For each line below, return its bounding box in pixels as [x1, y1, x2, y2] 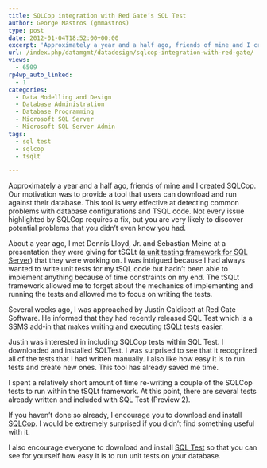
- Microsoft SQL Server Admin [15, 123, 115, 131]
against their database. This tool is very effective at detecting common [8, 198, 240, 208]
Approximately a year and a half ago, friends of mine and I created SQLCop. [8, 181, 257, 191]
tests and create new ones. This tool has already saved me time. [8, 363, 219, 372]
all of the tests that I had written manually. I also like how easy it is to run [8, 354, 245, 364]
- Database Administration [15, 100, 105, 108]
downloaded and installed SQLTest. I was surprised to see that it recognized [8, 345, 257, 355]
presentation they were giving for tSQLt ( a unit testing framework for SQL [8, 248, 248, 257]
